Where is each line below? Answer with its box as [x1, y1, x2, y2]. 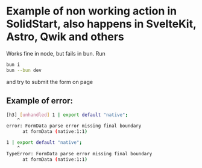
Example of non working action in [6, 4, 177, 18]
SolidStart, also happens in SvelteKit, [6, 17, 197, 31]
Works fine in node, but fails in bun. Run [6, 50, 106, 57]
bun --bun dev [6, 67, 42, 73]
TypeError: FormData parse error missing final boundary [6, 150, 153, 157]
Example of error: [6, 95, 74, 106]
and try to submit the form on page [6, 78, 93, 85]
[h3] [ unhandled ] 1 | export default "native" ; [6, 112, 128, 118]
